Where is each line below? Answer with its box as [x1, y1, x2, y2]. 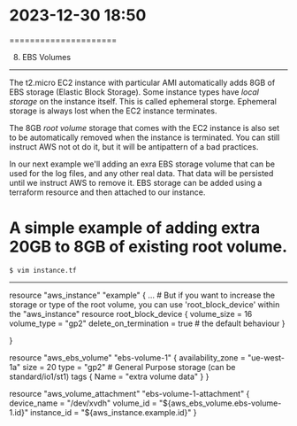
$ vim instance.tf [9, 266, 77, 275]
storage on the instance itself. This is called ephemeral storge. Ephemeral [9, 96, 277, 106]
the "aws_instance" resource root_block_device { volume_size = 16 [9, 308, 253, 319]
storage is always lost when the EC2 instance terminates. [9, 105, 218, 116]
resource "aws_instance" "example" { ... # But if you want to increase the [9, 290, 276, 300]
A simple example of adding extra [9, 218, 261, 238]
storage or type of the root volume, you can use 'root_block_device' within [9, 298, 280, 310]
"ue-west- [247, 352, 286, 363]
